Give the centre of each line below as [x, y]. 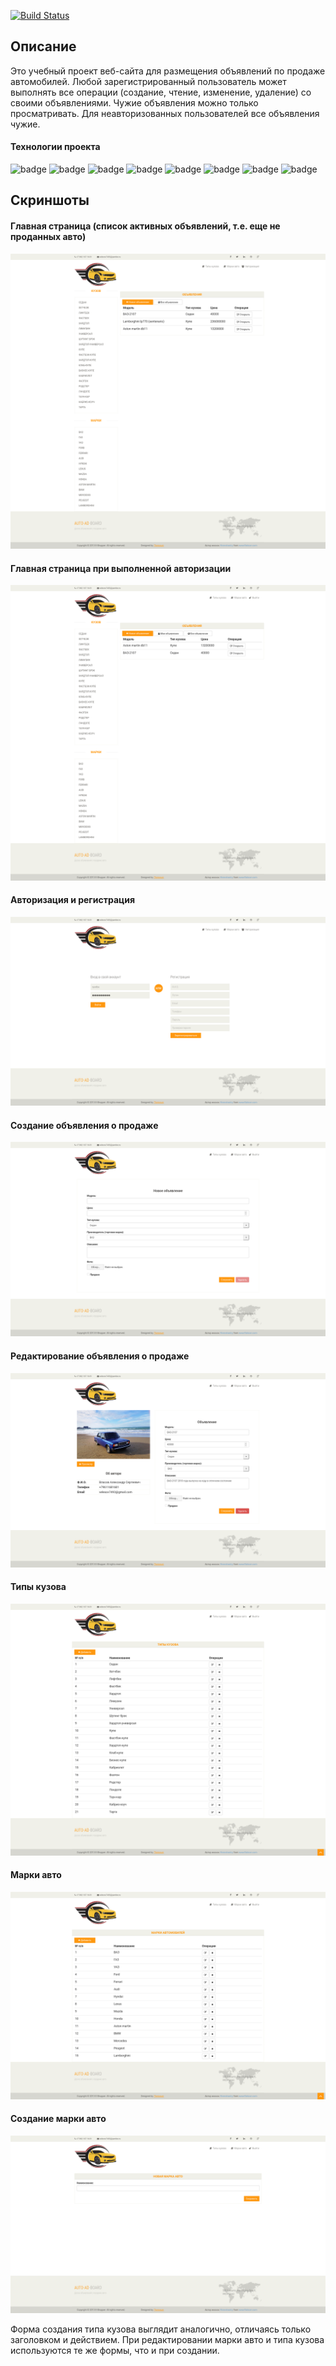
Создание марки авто [58, 2119]
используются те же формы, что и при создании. [115, 2351]
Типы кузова [38, 1587]
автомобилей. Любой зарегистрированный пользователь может [148, 81]
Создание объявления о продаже [84, 1125]
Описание [43, 46]
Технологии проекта [55, 147]
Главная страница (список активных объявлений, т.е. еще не [145, 226]
